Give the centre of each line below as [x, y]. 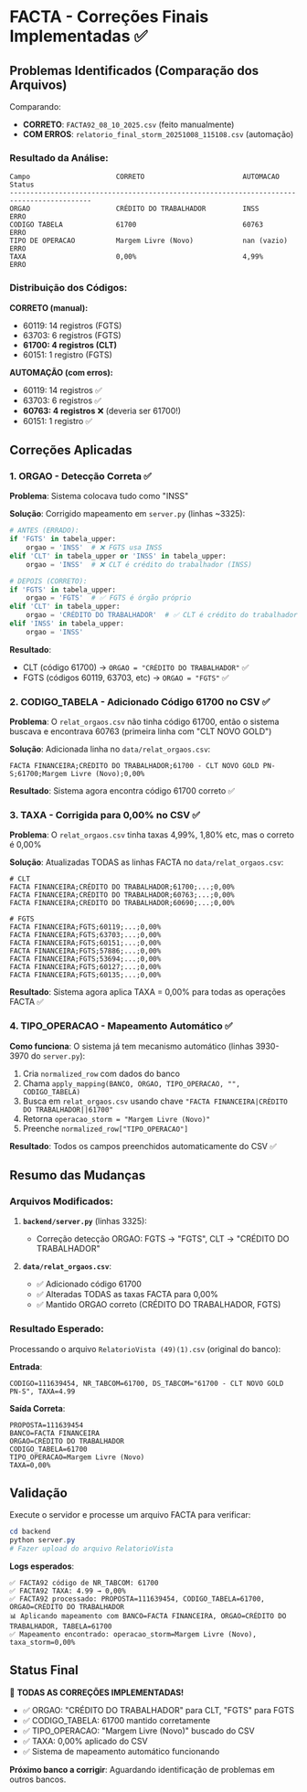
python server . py [42, 1541]
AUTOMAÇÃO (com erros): [61, 372]
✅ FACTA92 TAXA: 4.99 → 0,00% [68, 1591]
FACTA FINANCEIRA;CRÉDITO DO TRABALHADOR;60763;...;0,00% [122, 895]
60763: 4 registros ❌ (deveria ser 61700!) [101, 411]
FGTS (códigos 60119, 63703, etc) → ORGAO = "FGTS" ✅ [126, 677]
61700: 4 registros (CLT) [69, 345]
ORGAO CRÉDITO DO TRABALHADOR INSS [134, 209]
